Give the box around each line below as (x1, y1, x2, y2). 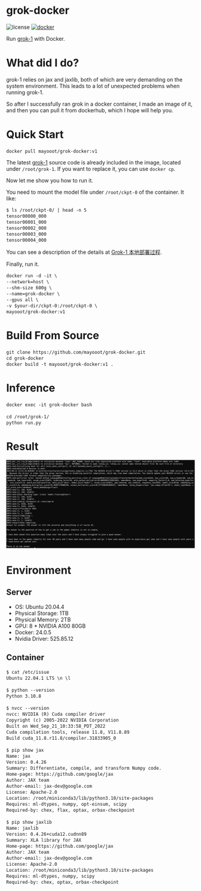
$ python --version (6, 687, 55, 693)
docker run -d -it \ (6, 272, 58, 279)
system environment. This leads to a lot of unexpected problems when (6, 82, 180, 89)
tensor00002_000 (6, 225, 47, 231)
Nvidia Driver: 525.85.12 (14, 635, 74, 642)
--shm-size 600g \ (6, 284, 52, 291)
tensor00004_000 (6, 237, 47, 243)
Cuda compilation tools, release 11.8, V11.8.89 (6, 729, 130, 735)
